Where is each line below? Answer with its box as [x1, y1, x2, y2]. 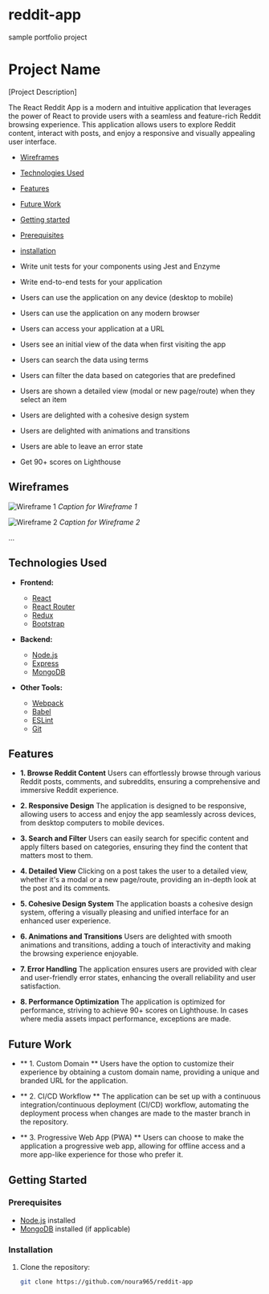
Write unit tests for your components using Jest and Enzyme [19, 261, 221, 271]
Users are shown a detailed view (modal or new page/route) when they [19, 386, 255, 396]
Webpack [31, 698, 64, 708]
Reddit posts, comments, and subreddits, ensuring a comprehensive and [19, 777, 261, 787]
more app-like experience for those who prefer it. [19, 1150, 183, 1160]
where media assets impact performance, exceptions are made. [19, 1014, 231, 1024]
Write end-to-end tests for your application [19, 277, 163, 286]
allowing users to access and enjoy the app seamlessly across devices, [19, 810, 257, 820]
